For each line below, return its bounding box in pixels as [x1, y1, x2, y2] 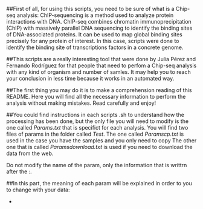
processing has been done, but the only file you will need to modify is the [6, 118, 189, 125]
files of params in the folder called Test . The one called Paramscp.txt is [6, 130, 184, 138]
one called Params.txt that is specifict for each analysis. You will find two [6, 124, 188, 131]
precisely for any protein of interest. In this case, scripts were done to [6, 38, 179, 44]
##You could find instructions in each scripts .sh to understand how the [6, 111, 184, 118]
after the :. [6, 168, 32, 175]
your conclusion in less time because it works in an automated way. [6, 75, 175, 82]
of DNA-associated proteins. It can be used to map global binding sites [6, 31, 182, 38]
